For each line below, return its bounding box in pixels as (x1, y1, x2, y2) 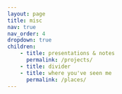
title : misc (7, 17, 42, 24)
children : (7, 43, 37, 50)
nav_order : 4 (7, 30, 46, 37)
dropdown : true (7, 37, 52, 44)
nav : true (7, 23, 37, 30)
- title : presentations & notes (20, 50, 115, 57)
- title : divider (20, 63, 71, 70)
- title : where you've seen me (20, 69, 112, 76)
